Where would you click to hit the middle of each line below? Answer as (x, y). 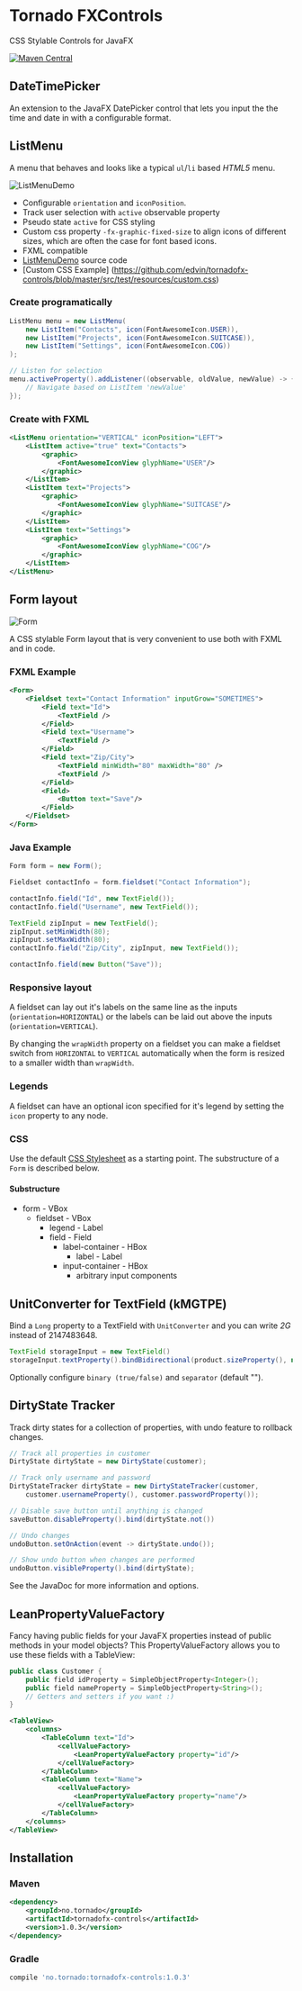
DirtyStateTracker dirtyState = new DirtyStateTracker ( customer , (134, 1487)
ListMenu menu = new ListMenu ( (68, 321)
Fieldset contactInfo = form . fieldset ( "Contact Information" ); (130, 882)
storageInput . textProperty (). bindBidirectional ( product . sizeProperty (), (148, 1360)
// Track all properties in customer (80, 1453)
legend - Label (76, 1228)
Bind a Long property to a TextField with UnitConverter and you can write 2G (150, 1326)
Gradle (24, 1959)
